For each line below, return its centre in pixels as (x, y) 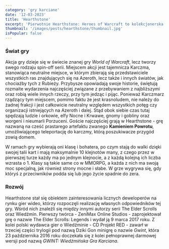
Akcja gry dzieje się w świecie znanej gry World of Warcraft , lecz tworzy (81, 62)
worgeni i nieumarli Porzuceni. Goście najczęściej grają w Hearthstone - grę (84, 121)
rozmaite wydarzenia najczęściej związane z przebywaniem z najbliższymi (83, 89)
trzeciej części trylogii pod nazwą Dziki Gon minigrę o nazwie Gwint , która (82, 230)
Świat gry (17, 51)
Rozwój (14, 187)
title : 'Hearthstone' (28, 19)
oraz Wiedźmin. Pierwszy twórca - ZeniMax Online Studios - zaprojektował (83, 214)
